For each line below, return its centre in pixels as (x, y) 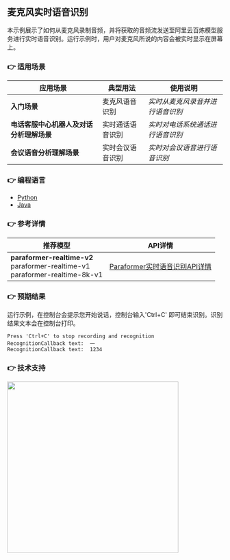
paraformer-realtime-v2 (52, 257)
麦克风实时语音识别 (48, 12)
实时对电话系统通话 (179, 125)
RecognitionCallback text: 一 (51, 344)
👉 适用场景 (26, 66)
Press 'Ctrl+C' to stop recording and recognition (81, 336)
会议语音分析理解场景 (45, 153)
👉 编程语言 (26, 180)
